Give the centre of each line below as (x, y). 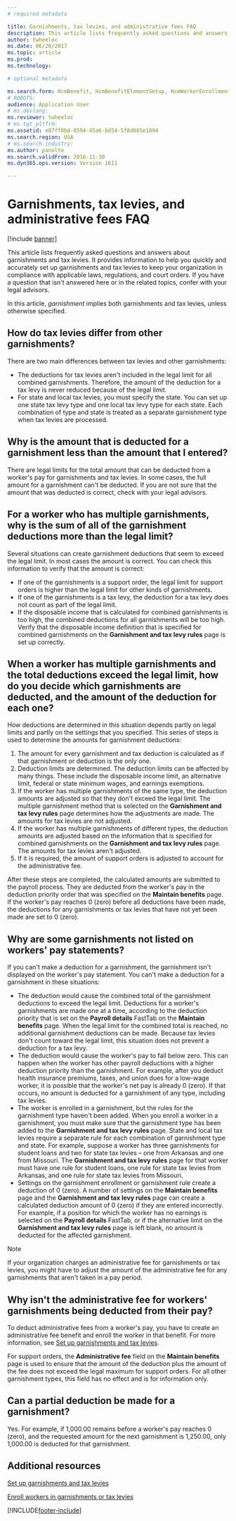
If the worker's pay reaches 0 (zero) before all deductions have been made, (117, 902)
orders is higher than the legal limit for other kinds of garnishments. (115, 590)
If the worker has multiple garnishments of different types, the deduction (123, 828)
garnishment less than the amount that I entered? (118, 453)
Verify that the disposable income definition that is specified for (109, 627)
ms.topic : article (34, 53)
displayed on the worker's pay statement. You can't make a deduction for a (116, 975)
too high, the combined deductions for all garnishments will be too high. (122, 619)
